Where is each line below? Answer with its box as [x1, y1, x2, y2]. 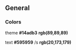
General [5, 4, 30, 12]
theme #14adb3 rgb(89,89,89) [5, 29, 68, 36]
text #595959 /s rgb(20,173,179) [5, 39, 72, 45]
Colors [5, 19, 22, 25]
